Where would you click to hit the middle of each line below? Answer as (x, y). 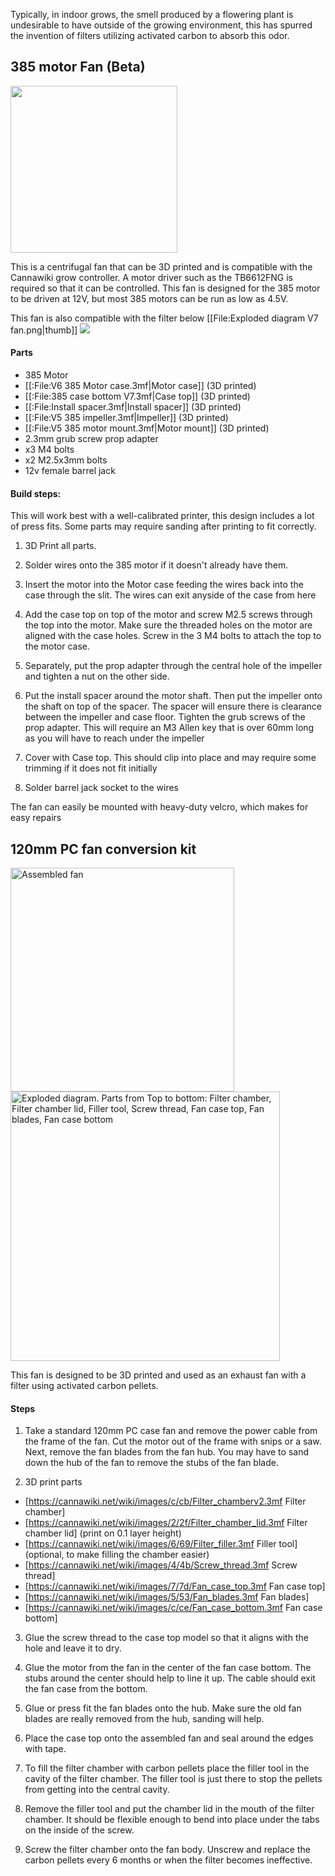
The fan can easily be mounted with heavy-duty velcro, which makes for (159, 807)
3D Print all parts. (60, 546)
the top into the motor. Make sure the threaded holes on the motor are (168, 625)
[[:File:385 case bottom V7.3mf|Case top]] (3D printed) (137, 396)
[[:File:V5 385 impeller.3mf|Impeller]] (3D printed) (126, 418)
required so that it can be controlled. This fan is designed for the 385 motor (165, 288)
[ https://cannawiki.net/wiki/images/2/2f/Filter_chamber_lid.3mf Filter (166, 1523)
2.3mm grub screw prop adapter (91, 439)
